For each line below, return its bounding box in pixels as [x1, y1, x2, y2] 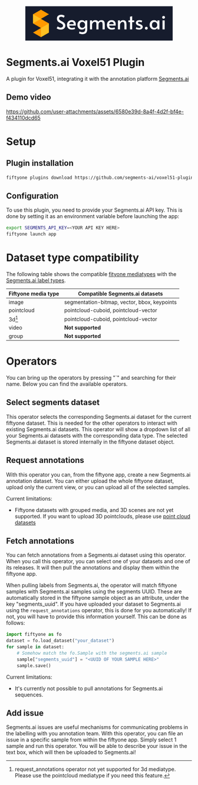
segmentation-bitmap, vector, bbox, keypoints [64, 298, 177, 306]
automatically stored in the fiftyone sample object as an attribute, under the [6, 595, 189, 602]
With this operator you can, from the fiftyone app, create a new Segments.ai [6, 471, 191, 478]
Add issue [6, 708, 44, 718]
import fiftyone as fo [6, 632, 62, 638]
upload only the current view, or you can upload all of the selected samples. [6, 484, 190, 491]
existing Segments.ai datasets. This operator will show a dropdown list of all [6, 425, 190, 433]
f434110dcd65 [6, 114, 41, 121]
